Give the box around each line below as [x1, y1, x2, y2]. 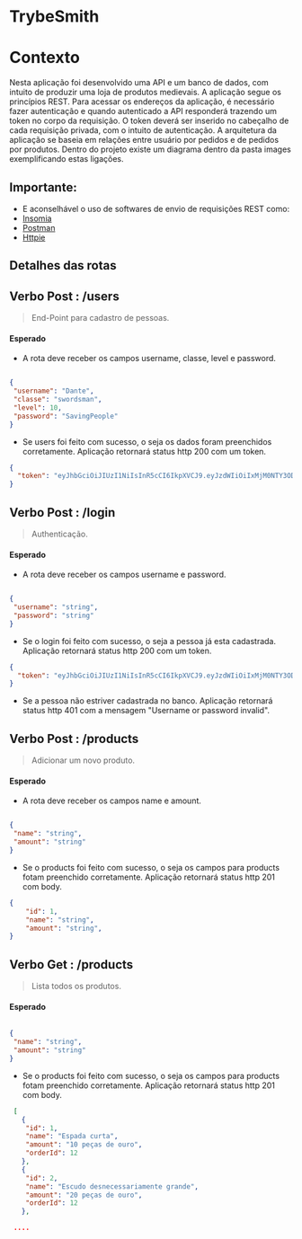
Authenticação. [31, 528, 88, 540]
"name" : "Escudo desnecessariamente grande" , [25, 1181, 200, 1191]
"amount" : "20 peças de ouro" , [25, 1190, 143, 1199]
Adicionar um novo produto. [31, 755, 136, 766]
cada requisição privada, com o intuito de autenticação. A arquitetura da [9, 125, 277, 136]
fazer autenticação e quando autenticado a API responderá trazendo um [9, 106, 277, 117]
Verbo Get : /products [9, 957, 134, 972]
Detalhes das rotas [9, 258, 117, 273]
